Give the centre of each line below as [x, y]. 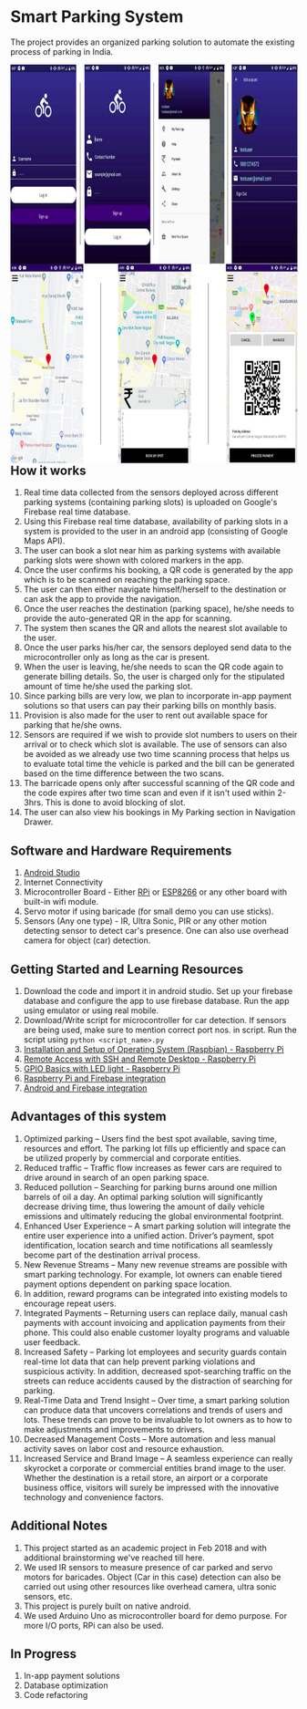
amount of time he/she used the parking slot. [108, 687]
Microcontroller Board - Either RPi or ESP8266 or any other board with [155, 892]
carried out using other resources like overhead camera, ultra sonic [150, 1586]
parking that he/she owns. [72, 725]
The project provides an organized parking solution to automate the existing [153, 42]
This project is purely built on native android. [107, 1606]
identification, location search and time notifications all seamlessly [148, 1245]
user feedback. [52, 1341]
